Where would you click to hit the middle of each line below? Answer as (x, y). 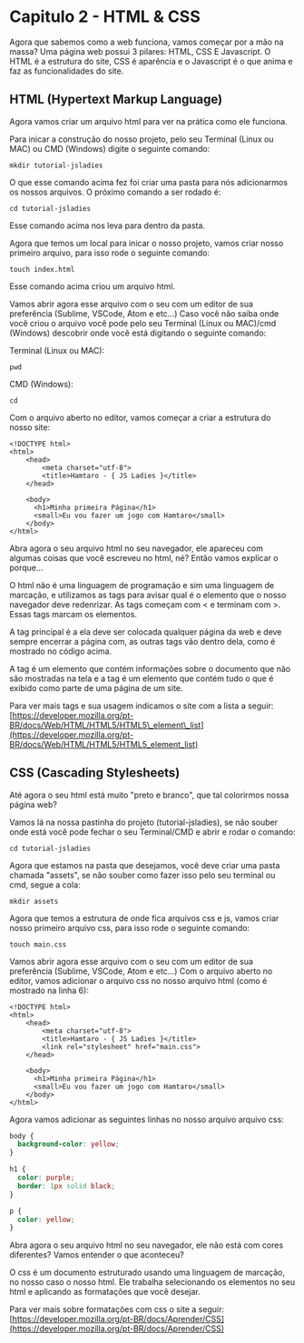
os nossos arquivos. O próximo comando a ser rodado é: (115, 192)
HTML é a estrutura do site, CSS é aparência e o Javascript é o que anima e (151, 61)
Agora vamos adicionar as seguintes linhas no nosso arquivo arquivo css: (147, 1119)
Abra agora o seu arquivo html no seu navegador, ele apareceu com (136, 548)
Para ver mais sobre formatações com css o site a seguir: (117, 1309)
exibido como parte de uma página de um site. (96, 687)
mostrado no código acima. (60, 651)
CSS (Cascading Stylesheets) (95, 773)
